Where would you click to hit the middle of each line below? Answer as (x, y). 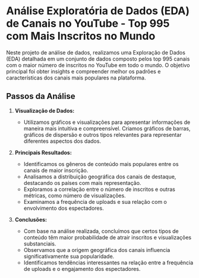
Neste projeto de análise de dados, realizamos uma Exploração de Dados (96, 52)
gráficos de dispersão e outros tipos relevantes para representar (103, 135)
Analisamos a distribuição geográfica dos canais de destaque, (100, 177)
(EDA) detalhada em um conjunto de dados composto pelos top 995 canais (98, 59)
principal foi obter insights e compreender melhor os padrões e (83, 71)
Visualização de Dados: (45, 110)
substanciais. (40, 244)
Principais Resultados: (43, 152)
